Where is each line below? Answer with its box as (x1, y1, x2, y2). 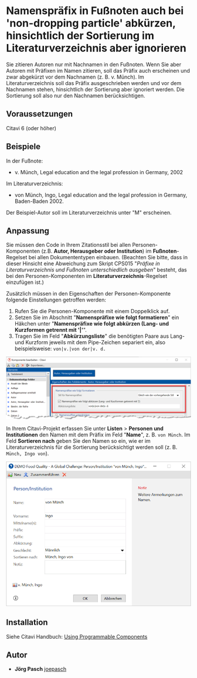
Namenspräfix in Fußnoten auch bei (6, 4, 184, 18)
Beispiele (6, 142, 41, 152)
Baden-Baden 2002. (14, 198, 64, 205)
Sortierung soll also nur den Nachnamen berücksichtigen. (6, 92, 145, 99)
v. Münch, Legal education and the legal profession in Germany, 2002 (14, 168, 184, 175)
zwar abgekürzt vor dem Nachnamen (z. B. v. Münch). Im (6, 73, 145, 80)
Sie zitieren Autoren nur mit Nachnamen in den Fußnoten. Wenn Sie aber (6, 60, 182, 68)
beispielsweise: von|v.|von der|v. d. (14, 345, 106, 352)
